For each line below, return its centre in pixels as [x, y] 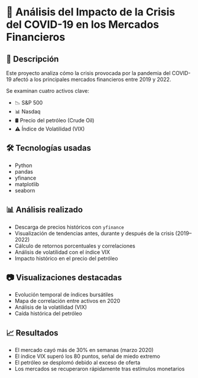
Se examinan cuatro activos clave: [48, 91]
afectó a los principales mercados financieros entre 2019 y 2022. [92, 79]
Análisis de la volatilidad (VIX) [51, 307]
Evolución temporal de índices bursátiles [64, 295]
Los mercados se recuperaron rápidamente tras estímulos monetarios [100, 369]
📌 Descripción [33, 59]
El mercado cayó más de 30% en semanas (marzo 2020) [84, 350]
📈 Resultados [32, 333]
